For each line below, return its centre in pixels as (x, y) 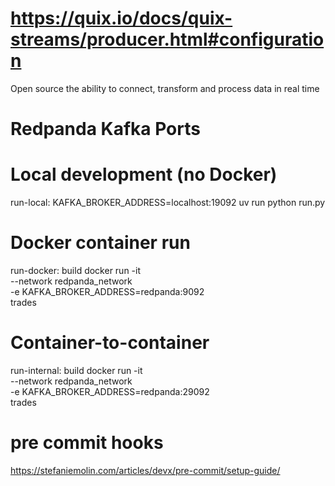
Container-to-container (110, 343)
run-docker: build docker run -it (76, 270)
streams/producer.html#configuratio (167, 39)
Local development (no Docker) (144, 174)
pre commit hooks (87, 443)
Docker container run (100, 243)
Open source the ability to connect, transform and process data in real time (165, 88)
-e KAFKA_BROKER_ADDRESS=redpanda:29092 (110, 391)
